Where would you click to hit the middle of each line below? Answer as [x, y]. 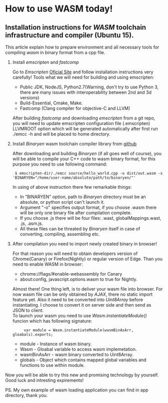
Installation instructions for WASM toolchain [76, 27]
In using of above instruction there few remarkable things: [72, 187]
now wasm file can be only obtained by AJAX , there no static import [82, 294]
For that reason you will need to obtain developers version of [75, 253]
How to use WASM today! [59, 9]
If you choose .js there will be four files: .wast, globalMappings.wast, [90, 218]
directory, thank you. [26, 395]
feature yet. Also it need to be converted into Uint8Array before [78, 300]
